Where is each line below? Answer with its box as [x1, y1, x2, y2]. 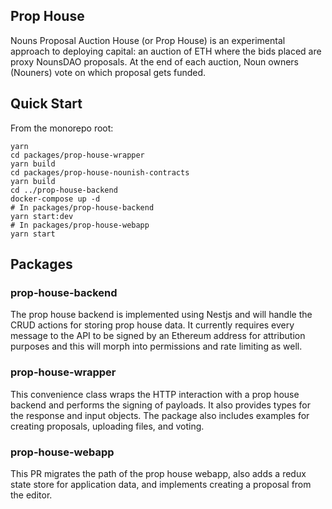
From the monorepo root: [10, 122, 114, 134]
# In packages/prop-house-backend [10, 202, 155, 213]
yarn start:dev [10, 211, 74, 221]
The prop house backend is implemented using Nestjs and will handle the [10, 309, 313, 321]
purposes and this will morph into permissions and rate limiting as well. [10, 340, 303, 353]
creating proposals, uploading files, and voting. [10, 420, 205, 432]
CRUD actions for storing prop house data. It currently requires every [10, 319, 295, 331]
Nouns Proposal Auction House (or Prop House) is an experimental [10, 34, 286, 46]
